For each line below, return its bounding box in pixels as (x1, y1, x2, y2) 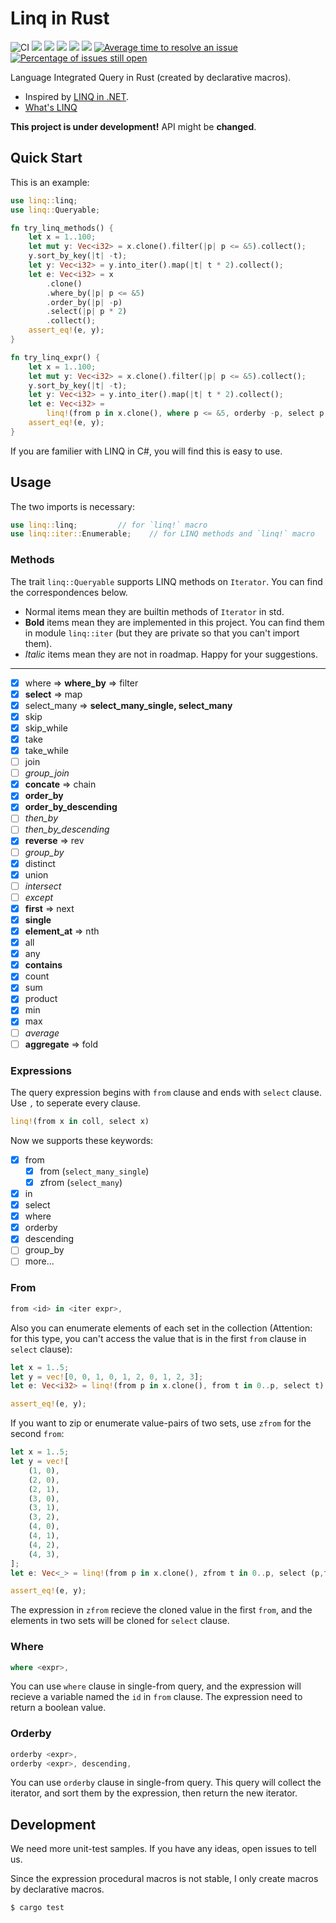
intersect (24, 880, 62, 892)
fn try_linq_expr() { (10, 352, 101, 362)
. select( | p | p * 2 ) (46, 307, 128, 317)
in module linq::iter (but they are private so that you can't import (24, 627, 300, 639)
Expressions (10, 1063, 72, 1077)
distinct (24, 857, 56, 869)
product (24, 993, 58, 1005)
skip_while (24, 722, 68, 734)
